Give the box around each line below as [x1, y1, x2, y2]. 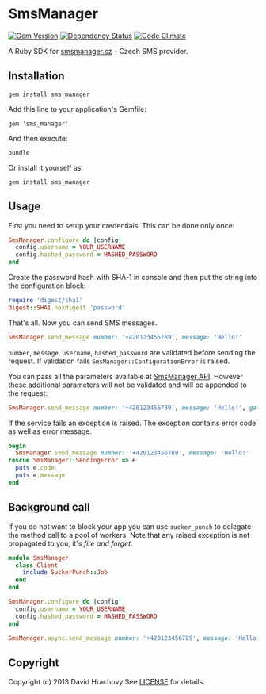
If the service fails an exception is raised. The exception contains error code [8, 418, 256, 428]
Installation [8, 69, 65, 83]
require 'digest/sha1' [8, 297, 83, 305]
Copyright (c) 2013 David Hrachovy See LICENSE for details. [8, 677, 205, 687]
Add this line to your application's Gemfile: [8, 104, 146, 113]
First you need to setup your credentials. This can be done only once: [8, 220, 235, 230]
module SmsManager [8, 554, 69, 562]
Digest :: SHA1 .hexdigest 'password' [8, 303, 126, 312]
